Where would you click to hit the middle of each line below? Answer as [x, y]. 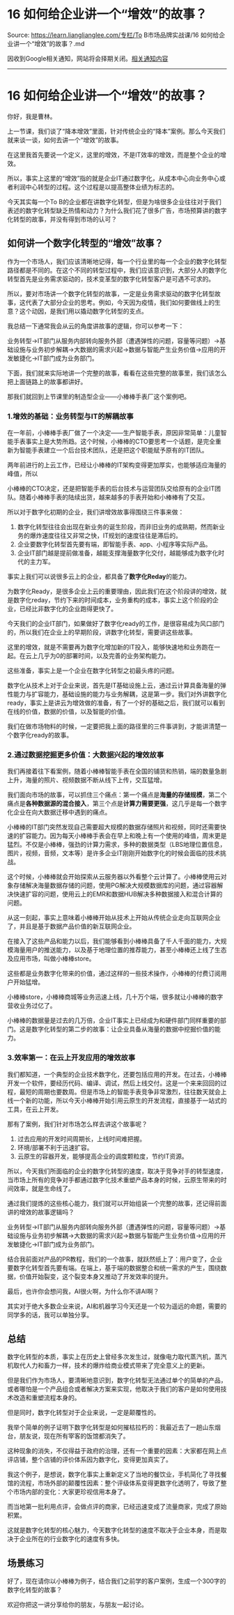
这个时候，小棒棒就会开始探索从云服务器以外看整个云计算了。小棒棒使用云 [114, 877]
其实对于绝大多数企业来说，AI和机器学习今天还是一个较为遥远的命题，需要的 [117, 1306]
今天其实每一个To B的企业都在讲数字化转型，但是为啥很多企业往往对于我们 [114, 201]
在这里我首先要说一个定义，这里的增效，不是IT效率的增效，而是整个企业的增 [117, 155]
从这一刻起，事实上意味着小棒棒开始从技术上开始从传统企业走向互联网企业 [114, 918]
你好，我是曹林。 [32, 116]
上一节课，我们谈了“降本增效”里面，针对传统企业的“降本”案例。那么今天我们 [116, 131]
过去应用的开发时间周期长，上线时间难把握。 [81, 1139]
